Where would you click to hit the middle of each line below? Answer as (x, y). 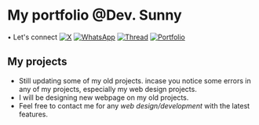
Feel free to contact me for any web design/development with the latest (134, 105)
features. (33, 114)
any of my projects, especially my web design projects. (108, 89)
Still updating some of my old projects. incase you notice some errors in (135, 80)
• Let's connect (33, 37)
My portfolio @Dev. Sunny (95, 15)
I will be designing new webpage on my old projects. (104, 97)
